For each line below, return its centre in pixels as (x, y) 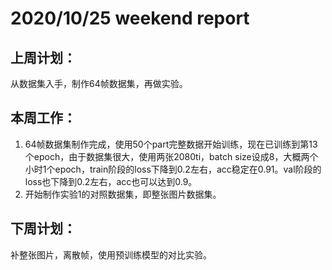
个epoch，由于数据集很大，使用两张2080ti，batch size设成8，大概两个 (171, 156)
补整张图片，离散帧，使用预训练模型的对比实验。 (111, 254)
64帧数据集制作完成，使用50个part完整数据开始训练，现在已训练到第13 (171, 144)
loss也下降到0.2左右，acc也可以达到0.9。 (111, 181)
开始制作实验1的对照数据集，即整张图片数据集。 (123, 194)
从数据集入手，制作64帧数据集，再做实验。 (99, 83)
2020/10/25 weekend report (130, 18)
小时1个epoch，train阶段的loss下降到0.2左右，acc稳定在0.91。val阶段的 (173, 169)
